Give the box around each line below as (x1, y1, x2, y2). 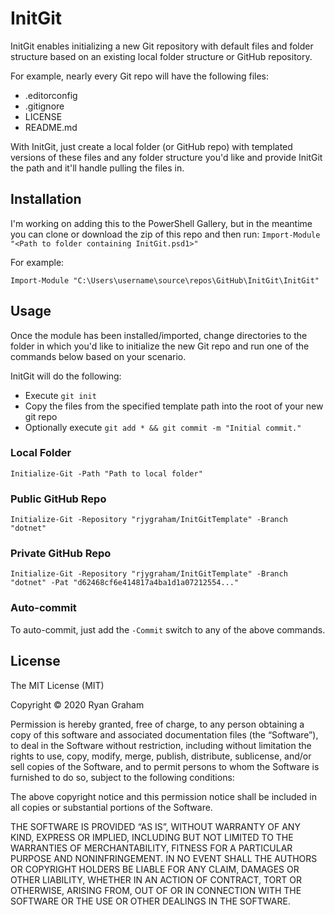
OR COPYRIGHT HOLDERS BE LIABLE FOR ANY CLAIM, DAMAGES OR (10, 863, 300, 875)
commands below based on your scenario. (10, 350, 187, 362)
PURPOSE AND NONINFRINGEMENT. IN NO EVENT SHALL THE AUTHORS (10, 852, 318, 864)
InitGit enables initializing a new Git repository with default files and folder (10, 40, 314, 52)
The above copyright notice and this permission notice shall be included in (10, 790, 317, 802)
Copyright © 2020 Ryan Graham (10, 698, 145, 711)
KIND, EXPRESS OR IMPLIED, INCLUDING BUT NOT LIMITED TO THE (10, 831, 294, 843)
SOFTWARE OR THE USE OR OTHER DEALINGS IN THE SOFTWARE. (10, 895, 291, 907)
